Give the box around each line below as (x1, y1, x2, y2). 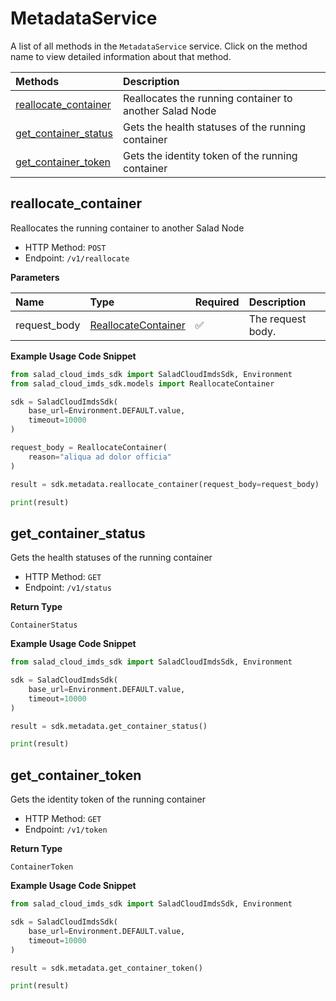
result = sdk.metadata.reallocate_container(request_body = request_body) (10, 479, 320, 489)
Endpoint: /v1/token (24, 823, 108, 836)
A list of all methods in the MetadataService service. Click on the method (10, 40, 308, 52)
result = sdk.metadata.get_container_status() (10, 721, 208, 731)
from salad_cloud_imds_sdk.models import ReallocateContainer (10, 378, 275, 389)
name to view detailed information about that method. (10, 50, 232, 62)
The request (248, 312, 307, 326)
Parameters (10, 271, 60, 283)
